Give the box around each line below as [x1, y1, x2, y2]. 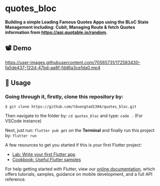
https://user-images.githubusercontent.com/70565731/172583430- [5, 59, 141, 65]
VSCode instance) [5, 118, 42, 124]
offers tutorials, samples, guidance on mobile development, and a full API [5, 171, 153, 177]
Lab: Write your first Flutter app [12, 151, 76, 157]
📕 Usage [5, 79, 31, 87]
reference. [5, 176, 26, 183]
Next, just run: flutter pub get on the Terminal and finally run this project [5, 128, 155, 133]
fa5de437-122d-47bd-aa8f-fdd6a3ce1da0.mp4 [5, 64, 101, 71]
